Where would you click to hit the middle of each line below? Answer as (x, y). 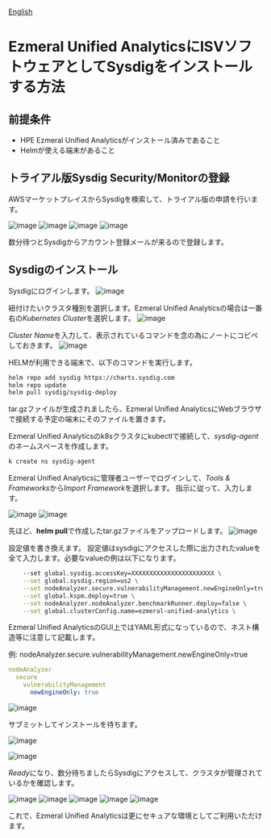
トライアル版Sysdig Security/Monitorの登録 (119, 178)
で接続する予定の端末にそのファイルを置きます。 (90, 419)
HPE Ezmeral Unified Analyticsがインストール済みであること (120, 140)
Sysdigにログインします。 (51, 290)
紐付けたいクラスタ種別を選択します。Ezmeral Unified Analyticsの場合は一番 (135, 308)
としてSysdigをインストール (158, 67)
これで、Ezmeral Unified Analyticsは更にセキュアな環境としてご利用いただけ (135, 815)
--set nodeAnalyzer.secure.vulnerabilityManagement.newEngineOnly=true (146, 588)
